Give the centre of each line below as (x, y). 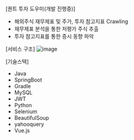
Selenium (26, 111)
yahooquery (29, 124)
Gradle (22, 86)
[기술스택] (17, 62)
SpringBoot (28, 80)
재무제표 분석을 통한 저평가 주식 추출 (56, 29)
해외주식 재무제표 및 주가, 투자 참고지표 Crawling (71, 21)
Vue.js (22, 130)
